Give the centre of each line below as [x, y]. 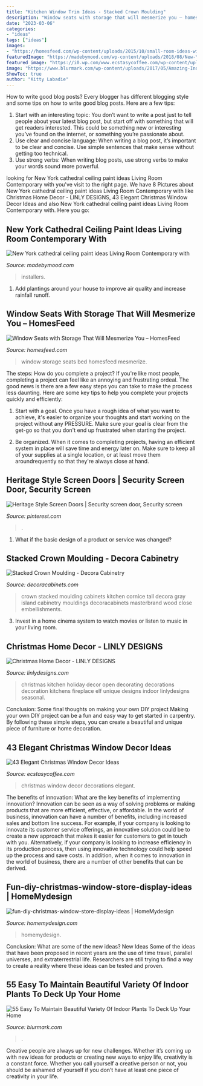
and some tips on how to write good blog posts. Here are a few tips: [91, 103]
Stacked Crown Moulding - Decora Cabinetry [93, 558]
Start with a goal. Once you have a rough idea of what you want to [97, 411]
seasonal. [33, 698]
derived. [17, 868]
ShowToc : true [24, 74]
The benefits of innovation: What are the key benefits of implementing [93, 797]
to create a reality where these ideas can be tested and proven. [85, 965]
